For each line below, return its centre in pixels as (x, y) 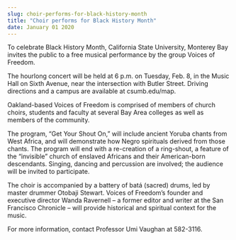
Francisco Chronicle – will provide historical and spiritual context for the (112, 208)
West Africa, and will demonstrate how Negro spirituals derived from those (116, 141)
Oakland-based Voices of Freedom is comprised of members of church (112, 105)
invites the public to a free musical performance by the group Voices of (111, 55)
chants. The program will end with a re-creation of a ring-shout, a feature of (118, 149)
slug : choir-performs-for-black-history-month (77, 14)
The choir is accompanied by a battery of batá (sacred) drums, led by (109, 185)
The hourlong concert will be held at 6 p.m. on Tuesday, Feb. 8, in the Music (118, 76)
